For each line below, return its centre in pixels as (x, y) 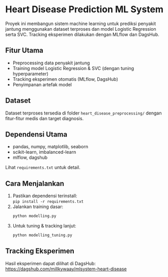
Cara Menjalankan (35, 183)
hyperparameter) (31, 74)
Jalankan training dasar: (38, 207)
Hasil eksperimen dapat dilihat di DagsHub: (50, 263)
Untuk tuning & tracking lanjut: (44, 226)
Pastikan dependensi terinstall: (45, 196)
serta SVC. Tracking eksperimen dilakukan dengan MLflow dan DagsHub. (82, 34)
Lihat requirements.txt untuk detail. (43, 168)
